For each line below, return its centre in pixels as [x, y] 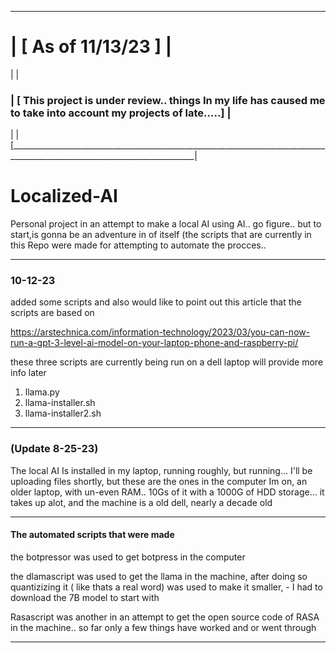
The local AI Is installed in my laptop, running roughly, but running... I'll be [161, 470]
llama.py [42, 392]
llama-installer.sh [60, 403]
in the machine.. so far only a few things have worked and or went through [163, 627]
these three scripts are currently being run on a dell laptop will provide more [167, 362]
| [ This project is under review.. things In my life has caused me [168, 100]
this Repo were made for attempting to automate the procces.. [138, 245]
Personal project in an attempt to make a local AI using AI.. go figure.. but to [166, 224]
